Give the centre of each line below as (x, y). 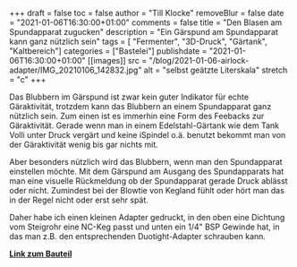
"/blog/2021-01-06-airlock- (199, 60)
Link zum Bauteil (41, 254)
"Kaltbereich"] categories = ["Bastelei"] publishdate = (108, 51)
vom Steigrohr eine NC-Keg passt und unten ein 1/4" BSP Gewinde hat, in (144, 227)
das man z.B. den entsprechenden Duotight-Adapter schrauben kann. (138, 236)
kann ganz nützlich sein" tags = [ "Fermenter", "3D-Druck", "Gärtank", (138, 41)
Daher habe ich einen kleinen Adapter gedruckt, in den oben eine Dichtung (147, 217)
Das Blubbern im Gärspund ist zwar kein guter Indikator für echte (129, 97)
